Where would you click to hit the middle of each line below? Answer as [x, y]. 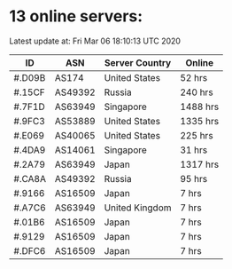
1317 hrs [200, 164]
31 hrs [194, 150]
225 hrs [197, 135]
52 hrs [194, 77]
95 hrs [194, 178]
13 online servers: [76, 16]
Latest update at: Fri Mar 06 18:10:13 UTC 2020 [95, 41]
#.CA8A [30, 178]
